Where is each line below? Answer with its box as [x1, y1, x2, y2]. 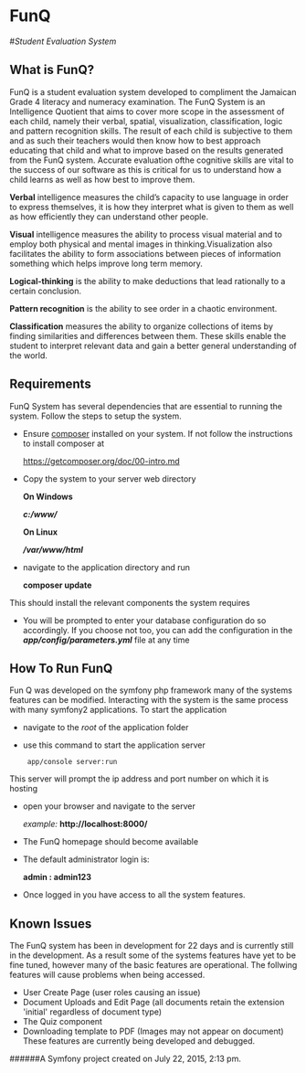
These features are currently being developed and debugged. [22, 1036, 256, 1046]
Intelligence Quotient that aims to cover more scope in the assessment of [9, 106, 285, 117]
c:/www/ [22, 508, 58, 519]
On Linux [22, 526, 58, 537]
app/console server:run [26, 758, 118, 767]
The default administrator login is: [22, 854, 150, 865]
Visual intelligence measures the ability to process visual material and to [9, 228, 283, 239]
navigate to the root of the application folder [22, 722, 189, 733]
